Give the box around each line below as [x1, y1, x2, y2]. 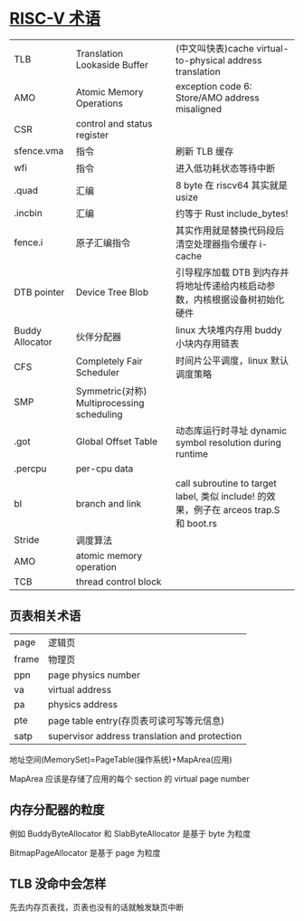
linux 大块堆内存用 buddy [175, 323, 282, 336]
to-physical [175, 53, 226, 66]
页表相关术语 [9, 608, 81, 624]
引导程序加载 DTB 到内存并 [175, 266, 290, 279]
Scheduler [75, 366, 120, 378]
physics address [48, 698, 119, 710]
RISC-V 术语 [9, 8, 101, 29]
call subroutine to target [175, 477, 278, 489]
